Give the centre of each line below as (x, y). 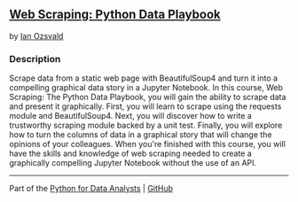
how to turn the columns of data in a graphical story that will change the (141, 135)
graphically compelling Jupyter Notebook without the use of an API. (133, 163)
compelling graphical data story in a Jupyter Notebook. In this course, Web (146, 88)
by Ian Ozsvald (36, 35)
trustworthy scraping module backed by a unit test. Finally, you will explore (146, 125)
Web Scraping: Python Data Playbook (115, 15)
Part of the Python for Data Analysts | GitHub (91, 189)
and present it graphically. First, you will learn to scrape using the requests (145, 106)
